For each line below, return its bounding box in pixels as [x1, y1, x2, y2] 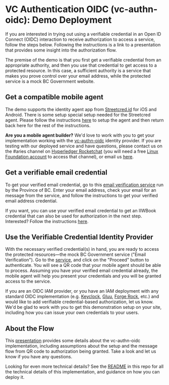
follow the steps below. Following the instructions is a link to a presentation [5, 41, 161, 47]
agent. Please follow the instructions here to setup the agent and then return [5, 117, 164, 123]
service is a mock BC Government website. [5, 78, 95, 84]
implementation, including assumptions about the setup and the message [5, 343, 158, 349]
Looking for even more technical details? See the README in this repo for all [5, 363, 164, 369]
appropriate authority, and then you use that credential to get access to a [5, 62, 157, 68]
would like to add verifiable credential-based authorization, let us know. [5, 299, 154, 305]
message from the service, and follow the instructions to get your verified [5, 192, 158, 198]
